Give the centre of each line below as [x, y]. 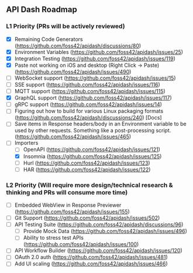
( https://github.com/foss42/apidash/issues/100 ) [81, 244]
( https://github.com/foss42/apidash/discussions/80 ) [78, 46]
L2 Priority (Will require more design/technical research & [90, 185]
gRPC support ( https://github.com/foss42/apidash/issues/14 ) [88, 104]
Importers [26, 143]
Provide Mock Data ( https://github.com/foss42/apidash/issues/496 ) [105, 231]
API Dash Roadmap [42, 10]
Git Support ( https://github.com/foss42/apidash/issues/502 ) [87, 218]
